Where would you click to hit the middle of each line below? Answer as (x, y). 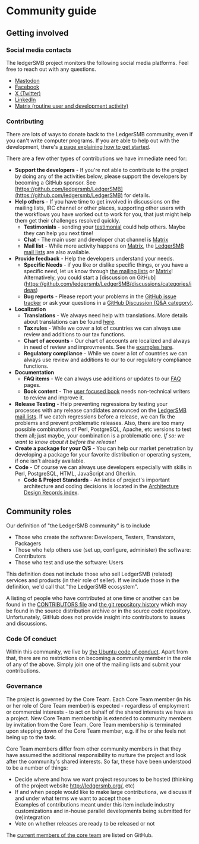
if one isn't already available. (50, 461)
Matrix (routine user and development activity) (72, 106)
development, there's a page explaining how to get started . (78, 147)
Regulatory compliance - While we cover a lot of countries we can (105, 354)
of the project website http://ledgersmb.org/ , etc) (75, 785)
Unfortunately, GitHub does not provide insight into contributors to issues (96, 617)
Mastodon (27, 80)
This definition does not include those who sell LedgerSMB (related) (89, 574)
